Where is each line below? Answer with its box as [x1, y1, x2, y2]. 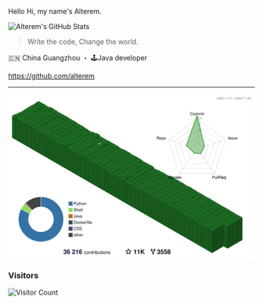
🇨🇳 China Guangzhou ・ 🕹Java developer [8, 53, 147, 62]
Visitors [8, 270, 39, 281]
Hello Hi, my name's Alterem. [8, 7, 102, 16]
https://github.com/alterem [8, 71, 95, 81]
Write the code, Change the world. [27, 37, 139, 46]
